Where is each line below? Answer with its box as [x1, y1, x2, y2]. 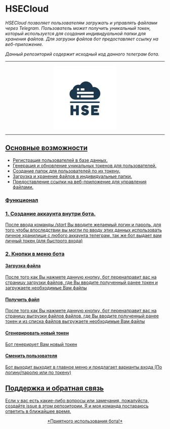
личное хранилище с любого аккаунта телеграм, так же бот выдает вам [5, 232, 162, 238]
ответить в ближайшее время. [5, 408, 71, 414]
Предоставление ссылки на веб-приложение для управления [12, 178, 147, 184]
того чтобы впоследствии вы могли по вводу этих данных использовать [5, 227, 162, 233]
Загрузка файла [5, 263, 41, 269]
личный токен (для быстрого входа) [5, 237, 83, 244]
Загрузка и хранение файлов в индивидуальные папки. [12, 173, 133, 179]
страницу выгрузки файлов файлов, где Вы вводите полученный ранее [5, 313, 159, 319]
